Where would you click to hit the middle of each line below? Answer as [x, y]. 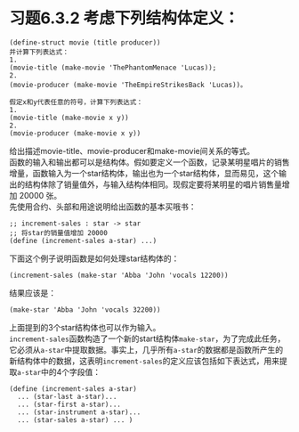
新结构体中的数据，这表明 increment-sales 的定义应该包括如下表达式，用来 [145, 361]
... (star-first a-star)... [69, 404]
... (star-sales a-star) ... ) [75, 420]
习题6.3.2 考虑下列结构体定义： [125, 18]
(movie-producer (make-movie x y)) [75, 133]
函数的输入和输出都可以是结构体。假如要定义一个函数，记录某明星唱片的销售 [149, 162]
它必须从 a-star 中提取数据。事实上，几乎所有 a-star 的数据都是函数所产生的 [146, 349]
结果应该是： [32, 293]
